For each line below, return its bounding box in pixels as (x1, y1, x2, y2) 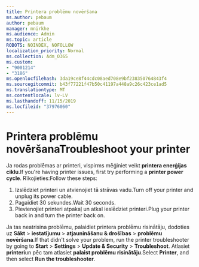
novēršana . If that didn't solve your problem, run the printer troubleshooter (6, 236, 189, 244)
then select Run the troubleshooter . (6, 256, 96, 263)
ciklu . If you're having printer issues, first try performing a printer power (6, 169, 183, 176)
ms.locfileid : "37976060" (6, 103, 71, 110)
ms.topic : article (6, 37, 52, 43)
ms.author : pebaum (6, 14, 52, 20)
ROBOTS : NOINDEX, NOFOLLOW (6, 43, 74, 49)
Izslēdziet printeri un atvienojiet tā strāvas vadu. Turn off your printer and (14, 187, 194, 194)
